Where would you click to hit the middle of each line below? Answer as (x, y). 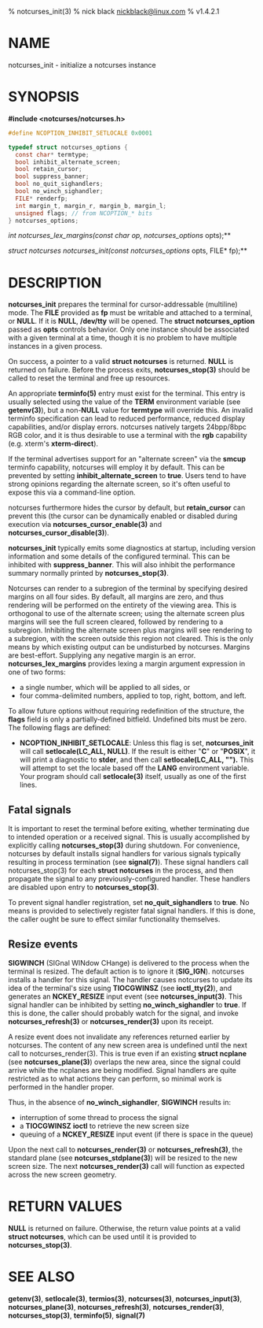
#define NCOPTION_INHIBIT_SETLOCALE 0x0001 (80, 133)
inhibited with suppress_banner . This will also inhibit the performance (122, 565)
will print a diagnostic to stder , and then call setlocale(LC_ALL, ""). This (136, 760)
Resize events (43, 944)
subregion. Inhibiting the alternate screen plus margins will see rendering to (130, 630)
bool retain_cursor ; (49, 169)
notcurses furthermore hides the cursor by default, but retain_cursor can (127, 508)
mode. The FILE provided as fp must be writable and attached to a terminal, (130, 313)
